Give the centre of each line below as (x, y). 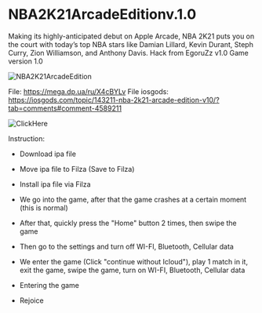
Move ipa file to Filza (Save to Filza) (77, 169)
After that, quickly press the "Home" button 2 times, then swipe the (128, 223)
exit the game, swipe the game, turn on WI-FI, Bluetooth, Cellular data (132, 270)
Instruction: (27, 138)
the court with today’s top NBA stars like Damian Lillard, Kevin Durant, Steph (131, 44)
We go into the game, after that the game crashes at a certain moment (133, 199)
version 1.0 (25, 61)
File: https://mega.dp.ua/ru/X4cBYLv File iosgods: (88, 91)
